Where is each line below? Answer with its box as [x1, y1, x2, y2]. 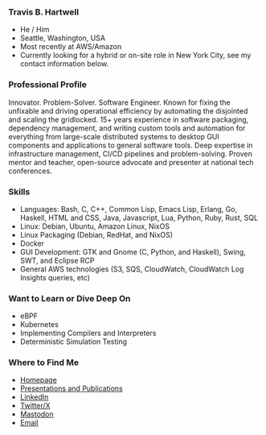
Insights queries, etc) [19, 272, 91, 282]
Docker [19, 238, 45, 248]
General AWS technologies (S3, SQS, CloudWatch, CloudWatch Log [19, 264, 244, 274]
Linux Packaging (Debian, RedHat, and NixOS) [19, 230, 174, 239]
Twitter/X [19, 401, 51, 411]
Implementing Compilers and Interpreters [19, 329, 157, 338]
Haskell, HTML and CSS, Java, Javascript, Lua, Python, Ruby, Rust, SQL [19, 213, 259, 222]
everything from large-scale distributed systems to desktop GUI [8, 131, 219, 141]
